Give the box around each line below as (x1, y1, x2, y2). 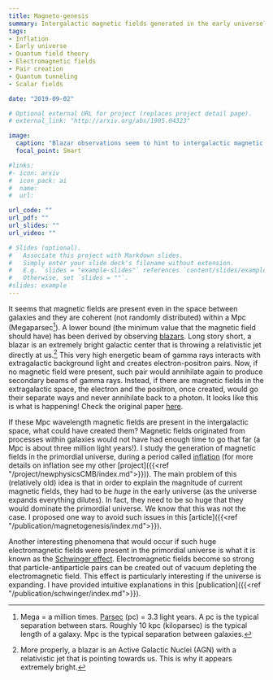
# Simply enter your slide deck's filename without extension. (8, 259, 234, 267)
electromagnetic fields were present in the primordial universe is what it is (8, 546, 256, 556)
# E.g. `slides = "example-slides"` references (8, 266, 180, 275)
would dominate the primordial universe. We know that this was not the (8, 503, 246, 513)
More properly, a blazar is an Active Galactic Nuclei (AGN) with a (19, 645, 237, 655)
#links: (8, 161, 35, 169)
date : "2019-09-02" (8, 94, 75, 102)
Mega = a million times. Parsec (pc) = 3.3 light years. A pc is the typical (19, 612, 259, 622)
